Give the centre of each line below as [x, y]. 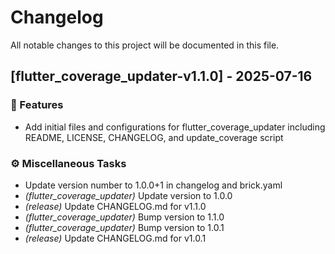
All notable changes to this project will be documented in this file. [145, 45]
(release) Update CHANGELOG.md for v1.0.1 [115, 238]
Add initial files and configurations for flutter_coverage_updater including [175, 127]
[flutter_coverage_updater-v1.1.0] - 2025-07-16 [161, 76]
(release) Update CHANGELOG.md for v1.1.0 [115, 206]
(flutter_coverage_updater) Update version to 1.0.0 [128, 195]
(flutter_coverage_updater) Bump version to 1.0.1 [124, 227]
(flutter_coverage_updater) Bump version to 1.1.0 [124, 217]
